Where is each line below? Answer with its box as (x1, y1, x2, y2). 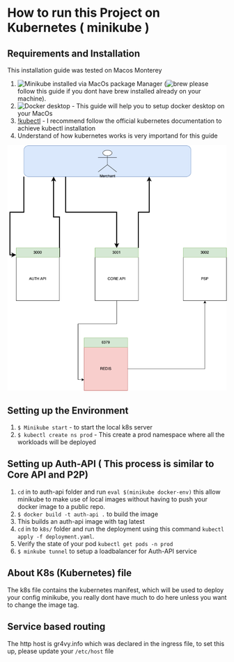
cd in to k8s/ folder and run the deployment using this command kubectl (17, 524, 224, 533)
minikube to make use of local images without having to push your (17, 494, 208, 503)
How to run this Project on (7, 5, 160, 21)
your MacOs (17, 110, 53, 117)
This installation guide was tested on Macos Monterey (7, 66, 162, 74)
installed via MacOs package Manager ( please (52, 80, 209, 88)
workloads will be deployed (17, 438, 96, 446)
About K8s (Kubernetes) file (7, 567, 132, 579)
